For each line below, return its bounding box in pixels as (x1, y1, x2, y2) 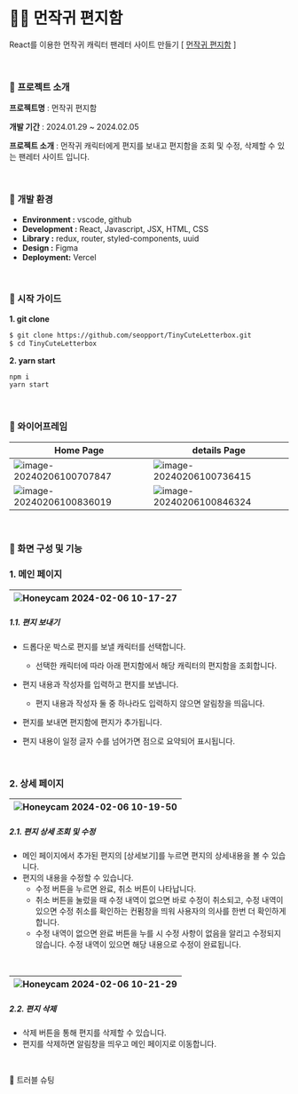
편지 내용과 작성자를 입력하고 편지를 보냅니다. (21, 679, 179, 690)
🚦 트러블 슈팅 (9, 1074, 55, 1085)
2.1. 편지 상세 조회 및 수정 (9, 826, 96, 836)
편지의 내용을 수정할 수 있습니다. (21, 873, 134, 883)
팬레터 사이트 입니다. (18, 152, 90, 163)
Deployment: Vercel (21, 252, 97, 262)
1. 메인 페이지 (9, 568, 63, 580)
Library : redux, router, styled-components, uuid (21, 233, 200, 244)
